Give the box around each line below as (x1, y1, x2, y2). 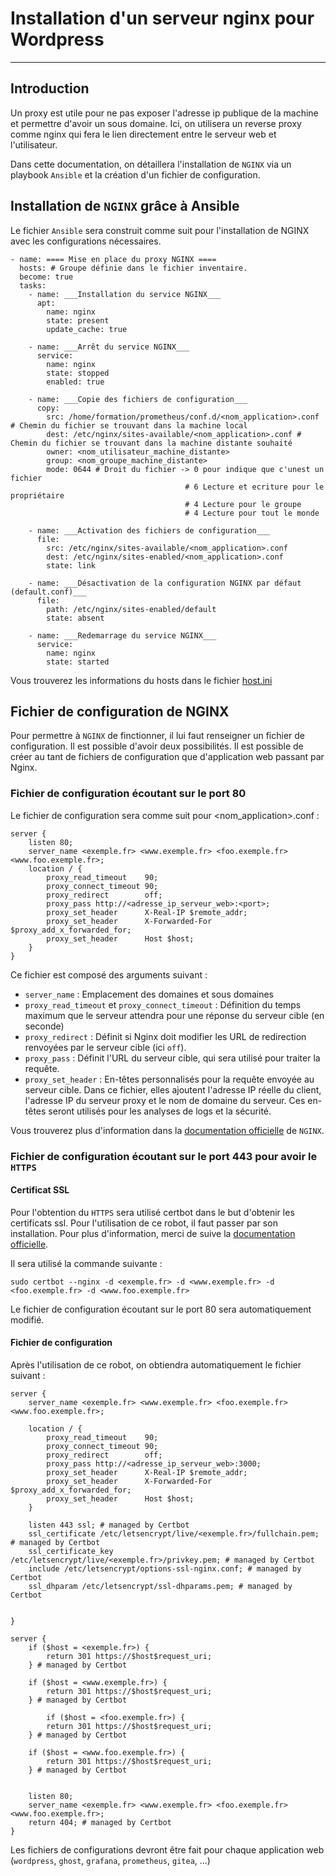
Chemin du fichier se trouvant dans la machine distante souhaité (10, 438, 293, 448)
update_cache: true (46, 324, 128, 334)
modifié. (10, 1313, 45, 1326)
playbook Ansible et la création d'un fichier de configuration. (10, 168, 261, 181)
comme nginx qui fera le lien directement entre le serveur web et (10, 128, 277, 140)
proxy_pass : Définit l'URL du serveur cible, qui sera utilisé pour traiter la (24, 1052, 321, 1064)
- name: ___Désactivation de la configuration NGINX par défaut (28, 578, 302, 588)
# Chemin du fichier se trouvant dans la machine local (10, 420, 248, 431)
